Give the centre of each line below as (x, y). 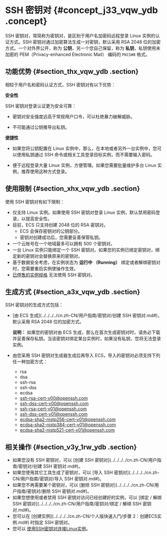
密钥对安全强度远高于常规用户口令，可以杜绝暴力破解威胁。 (74, 116)
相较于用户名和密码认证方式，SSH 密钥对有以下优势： (61, 84)
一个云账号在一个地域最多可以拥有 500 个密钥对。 (64, 243)
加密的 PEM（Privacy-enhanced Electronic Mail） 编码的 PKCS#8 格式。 (78, 54)
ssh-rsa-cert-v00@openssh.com (54, 398)
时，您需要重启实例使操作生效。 (45, 268)
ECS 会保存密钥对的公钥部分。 (51, 231)
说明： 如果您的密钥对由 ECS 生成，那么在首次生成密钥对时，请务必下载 (86, 332)
